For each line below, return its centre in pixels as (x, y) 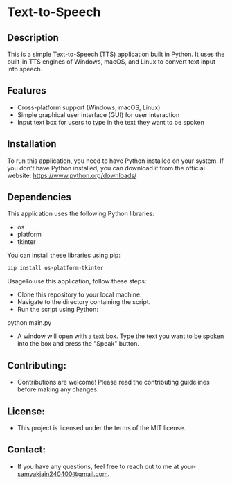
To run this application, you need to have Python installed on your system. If (115, 161)
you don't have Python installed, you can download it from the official (106, 168)
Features (27, 91)
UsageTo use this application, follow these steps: (77, 281)
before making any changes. (58, 389)
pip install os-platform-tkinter (55, 268)
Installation (32, 144)
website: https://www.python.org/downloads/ (72, 175)
